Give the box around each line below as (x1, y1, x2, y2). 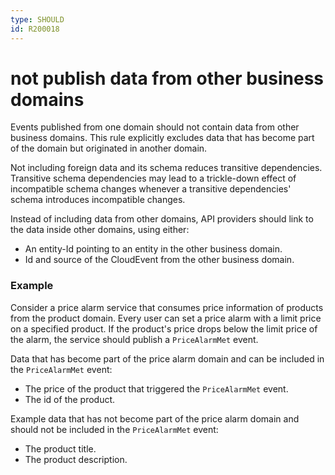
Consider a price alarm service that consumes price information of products (10, 301, 324, 313)
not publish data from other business (10, 67, 325, 90)
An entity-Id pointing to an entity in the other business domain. (24, 243, 283, 255)
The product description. (24, 453, 128, 465)
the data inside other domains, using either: (10, 224, 190, 236)
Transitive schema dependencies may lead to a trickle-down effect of (10, 172, 297, 185)
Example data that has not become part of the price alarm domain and (10, 412, 300, 425)
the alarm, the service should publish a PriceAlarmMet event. (10, 333, 259, 345)
